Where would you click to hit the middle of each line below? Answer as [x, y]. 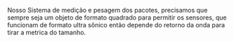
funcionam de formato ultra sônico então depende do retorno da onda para [116, 25]
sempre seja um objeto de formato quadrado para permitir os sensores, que [117, 17]
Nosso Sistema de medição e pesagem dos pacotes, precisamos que [108, 10]
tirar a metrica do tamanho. [47, 32]
